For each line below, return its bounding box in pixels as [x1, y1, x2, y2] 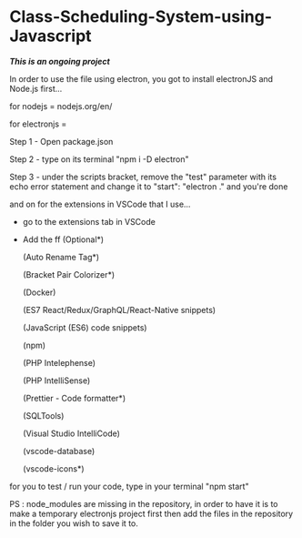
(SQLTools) [22, 410, 65, 421]
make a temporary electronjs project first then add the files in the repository [9, 508, 294, 519]
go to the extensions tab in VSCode [22, 216, 156, 227]
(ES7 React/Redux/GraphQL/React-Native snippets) [22, 304, 216, 315]
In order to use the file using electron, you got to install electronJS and [9, 73, 274, 84]
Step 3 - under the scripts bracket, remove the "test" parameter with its [9, 171, 277, 182]
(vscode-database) [22, 445, 96, 456]
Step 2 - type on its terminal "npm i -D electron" [9, 153, 189, 165]
